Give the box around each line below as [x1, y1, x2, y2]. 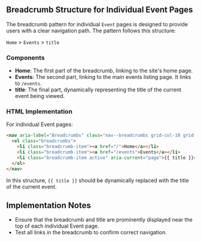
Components [6, 53, 45, 62]
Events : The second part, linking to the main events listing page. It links [14, 73, 191, 81]
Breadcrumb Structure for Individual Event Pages [6, 5, 193, 15]
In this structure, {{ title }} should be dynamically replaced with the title [6, 176, 190, 184]
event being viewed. [14, 93, 65, 100]
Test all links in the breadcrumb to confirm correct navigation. [14, 229, 167, 236]
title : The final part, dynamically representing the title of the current [14, 86, 181, 93]
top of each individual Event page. [14, 222, 100, 229]
